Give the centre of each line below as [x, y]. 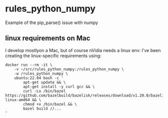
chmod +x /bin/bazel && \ [50, 104]
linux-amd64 [17, 100]
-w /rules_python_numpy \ [41, 73]
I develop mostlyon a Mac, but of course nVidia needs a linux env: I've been [83, 50]
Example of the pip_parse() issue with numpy [52, 22]
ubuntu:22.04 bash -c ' [39, 78]
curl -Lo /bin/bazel [44, 91]
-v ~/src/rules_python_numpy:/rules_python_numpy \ [69, 69]
